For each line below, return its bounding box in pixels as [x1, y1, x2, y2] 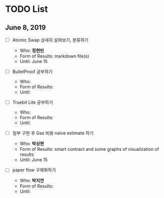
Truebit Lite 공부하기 [12, 99, 53, 105]
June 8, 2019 [5, 23, 46, 32]
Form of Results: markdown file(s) [19, 53, 89, 59]
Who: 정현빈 [19, 48, 44, 54]
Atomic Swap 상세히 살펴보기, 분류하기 [12, 37, 88, 43]
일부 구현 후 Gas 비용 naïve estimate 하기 [12, 130, 94, 136]
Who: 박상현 [19, 140, 44, 147]
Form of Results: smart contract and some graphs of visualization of [19, 146, 159, 152]
